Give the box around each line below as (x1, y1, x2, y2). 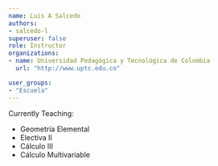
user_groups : (8, 78, 52, 87)
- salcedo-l (8, 27, 48, 35)
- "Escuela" (8, 86, 48, 94)
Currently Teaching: (8, 108, 74, 118)
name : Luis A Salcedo (8, 11, 81, 20)
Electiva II (19, 132, 52, 142)
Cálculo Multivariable (19, 150, 91, 160)
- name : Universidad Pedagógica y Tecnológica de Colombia (8, 57, 211, 65)
